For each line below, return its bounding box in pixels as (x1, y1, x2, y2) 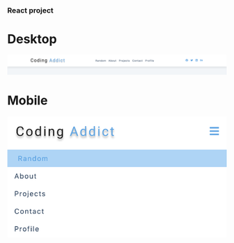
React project (7, 6, 54, 15)
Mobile (7, 93, 48, 108)
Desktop (7, 31, 57, 47)
